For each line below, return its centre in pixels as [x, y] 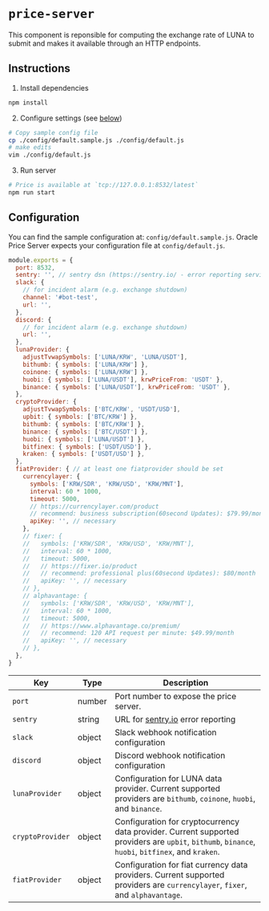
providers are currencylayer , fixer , [181, 885]
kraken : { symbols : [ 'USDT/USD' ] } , [84, 454]
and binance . [139, 808]
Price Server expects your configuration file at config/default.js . [117, 245]
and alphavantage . [149, 895]
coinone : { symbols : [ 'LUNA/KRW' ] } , [86, 372]
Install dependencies [54, 87]
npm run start [32, 193]
